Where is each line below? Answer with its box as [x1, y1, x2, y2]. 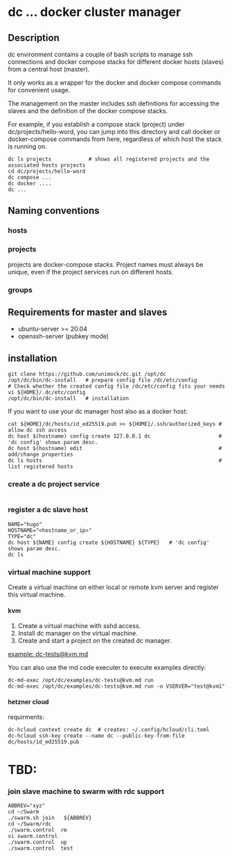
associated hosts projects [8, 162, 86, 169]
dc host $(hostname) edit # [8, 445, 222, 452]
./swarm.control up [8, 839, 68, 845]
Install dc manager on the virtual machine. [17, 629, 138, 638]
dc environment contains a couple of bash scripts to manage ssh [8, 50, 193, 58]
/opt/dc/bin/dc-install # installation [8, 395, 130, 402]
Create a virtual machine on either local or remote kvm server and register [8, 583, 220, 591]
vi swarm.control [8, 832, 58, 839]
